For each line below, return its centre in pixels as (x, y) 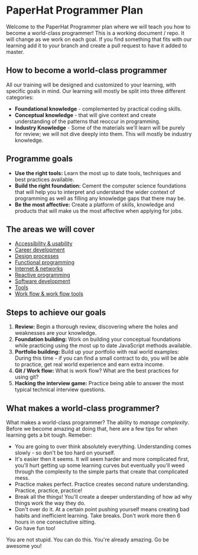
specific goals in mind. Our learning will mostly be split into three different (96, 91)
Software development (42, 281)
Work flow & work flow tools (49, 294)
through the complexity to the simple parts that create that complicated (101, 472)
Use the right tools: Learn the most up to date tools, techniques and (98, 173)
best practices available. (44, 179)
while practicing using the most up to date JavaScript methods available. (103, 346)
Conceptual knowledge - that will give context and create (85, 115)
